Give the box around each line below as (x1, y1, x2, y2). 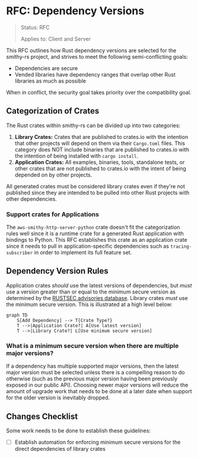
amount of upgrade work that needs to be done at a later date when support (6, 388, 193, 395)
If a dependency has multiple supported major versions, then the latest (6, 362, 179, 369)
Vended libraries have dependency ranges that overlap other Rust (14, 71, 176, 78)
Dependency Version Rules (6, 266, 108, 276)
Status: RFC (20, 24, 50, 31)
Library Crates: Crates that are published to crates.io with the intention (14, 133, 189, 140)
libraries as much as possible (14, 77, 86, 84)
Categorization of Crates (6, 106, 100, 116)
